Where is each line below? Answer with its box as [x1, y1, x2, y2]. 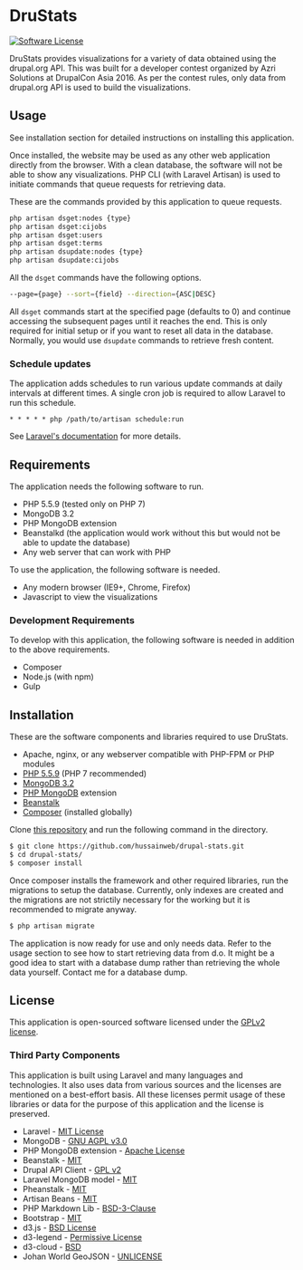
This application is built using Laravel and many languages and [9, 1070, 243, 1081]
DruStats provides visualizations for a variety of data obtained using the [9, 53, 277, 63]
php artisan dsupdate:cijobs [9, 255, 119, 265]
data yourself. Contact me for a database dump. [9, 967, 188, 977]
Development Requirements [9, 613, 136, 626]
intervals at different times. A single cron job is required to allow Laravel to [9, 388, 286, 399]
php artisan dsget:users [9, 230, 103, 240]
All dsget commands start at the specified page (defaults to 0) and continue [9, 305, 291, 317]
